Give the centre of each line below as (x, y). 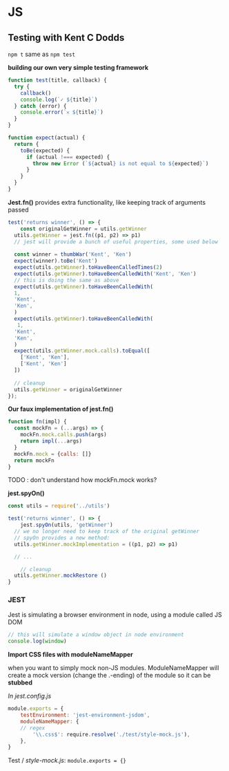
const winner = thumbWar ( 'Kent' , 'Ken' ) (73, 254)
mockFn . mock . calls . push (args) (64, 435)
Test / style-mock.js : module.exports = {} (67, 761)
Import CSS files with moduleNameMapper (71, 655)
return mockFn (34, 461)
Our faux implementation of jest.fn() (61, 409)
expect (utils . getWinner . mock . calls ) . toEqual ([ (82, 351)
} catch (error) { (41, 106)
